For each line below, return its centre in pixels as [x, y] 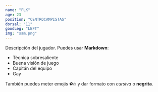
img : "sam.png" [21, 33]
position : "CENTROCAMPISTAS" [36, 19]
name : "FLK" [18, 10]
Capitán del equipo [32, 68]
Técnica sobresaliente [36, 58]
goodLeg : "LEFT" [22, 29]
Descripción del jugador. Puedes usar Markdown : [57, 48]
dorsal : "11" [19, 24]
